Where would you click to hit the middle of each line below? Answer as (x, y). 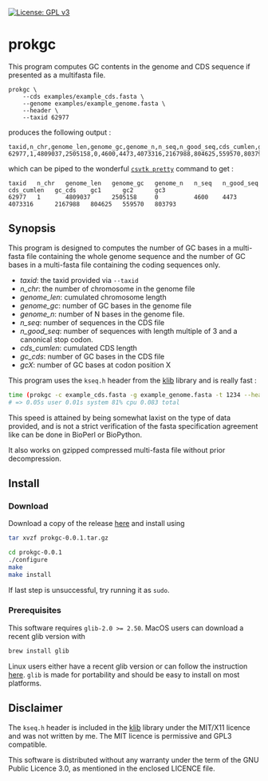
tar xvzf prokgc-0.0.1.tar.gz (59, 538)
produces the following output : (60, 132)
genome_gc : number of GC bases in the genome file (106, 305)
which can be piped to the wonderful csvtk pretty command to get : (121, 168)
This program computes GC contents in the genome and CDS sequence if (130, 66)
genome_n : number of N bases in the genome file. (102, 314)
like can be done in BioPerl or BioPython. (75, 434)
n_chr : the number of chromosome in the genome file (107, 288)
